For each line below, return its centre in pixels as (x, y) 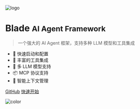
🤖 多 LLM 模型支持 (32, 66)
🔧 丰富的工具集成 (30, 60)
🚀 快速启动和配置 (30, 54)
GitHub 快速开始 (22, 91)
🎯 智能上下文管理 (30, 81)
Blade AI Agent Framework (55, 28)
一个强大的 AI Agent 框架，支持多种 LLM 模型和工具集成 (76, 43)
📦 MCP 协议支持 (30, 72)
